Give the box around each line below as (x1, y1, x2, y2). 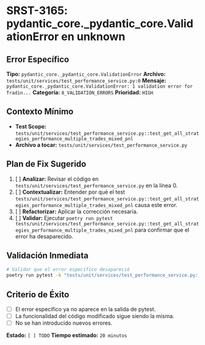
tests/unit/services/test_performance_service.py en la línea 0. (15, 181, 178, 189)
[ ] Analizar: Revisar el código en (15, 175, 99, 183)
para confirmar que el (134, 226, 190, 233)
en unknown (61, 30, 125, 44)
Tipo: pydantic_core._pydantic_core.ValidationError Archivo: (6, 70, 166, 77)
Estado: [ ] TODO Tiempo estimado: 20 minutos (6, 332, 127, 339)
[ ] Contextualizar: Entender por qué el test (15, 188, 125, 195)
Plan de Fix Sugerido (6, 159, 87, 169)
